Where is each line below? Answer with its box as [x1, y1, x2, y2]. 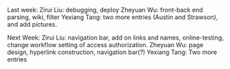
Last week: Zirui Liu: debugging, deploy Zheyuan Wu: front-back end [7, 6, 204, 14]
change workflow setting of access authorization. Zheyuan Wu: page [7, 41, 204, 49]
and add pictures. [7, 20, 57, 28]
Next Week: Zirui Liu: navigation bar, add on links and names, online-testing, [7, 33, 224, 42]
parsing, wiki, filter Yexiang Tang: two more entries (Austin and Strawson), [7, 13, 219, 21]
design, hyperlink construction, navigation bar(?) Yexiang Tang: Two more [7, 48, 218, 56]
